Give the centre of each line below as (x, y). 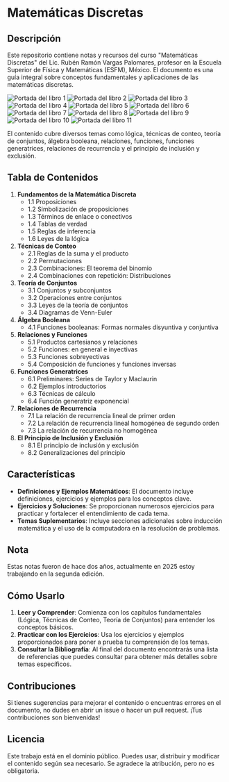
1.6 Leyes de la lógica (58, 238)
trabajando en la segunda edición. (56, 574)
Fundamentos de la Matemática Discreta (77, 194)
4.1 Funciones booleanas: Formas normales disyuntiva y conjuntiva (123, 327)
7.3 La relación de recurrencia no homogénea (92, 430)
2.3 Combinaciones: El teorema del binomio (90, 268)
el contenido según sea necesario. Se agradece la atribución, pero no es (111, 763)
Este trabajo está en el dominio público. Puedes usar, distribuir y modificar (113, 756)
